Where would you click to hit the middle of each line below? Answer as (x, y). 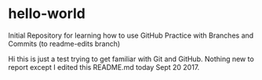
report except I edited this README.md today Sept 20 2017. (104, 67)
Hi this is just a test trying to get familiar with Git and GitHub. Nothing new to (131, 59)
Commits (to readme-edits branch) (64, 43)
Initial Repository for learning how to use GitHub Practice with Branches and (131, 35)
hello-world (47, 14)
